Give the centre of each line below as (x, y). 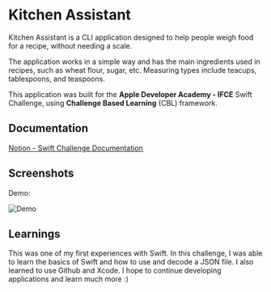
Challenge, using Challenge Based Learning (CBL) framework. (113, 103)
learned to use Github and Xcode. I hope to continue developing (115, 271)
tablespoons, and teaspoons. (57, 78)
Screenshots (41, 174)
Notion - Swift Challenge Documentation (76, 148)
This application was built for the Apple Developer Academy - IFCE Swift (130, 94)
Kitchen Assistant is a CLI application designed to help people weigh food (131, 37)
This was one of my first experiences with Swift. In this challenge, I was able (135, 253)
